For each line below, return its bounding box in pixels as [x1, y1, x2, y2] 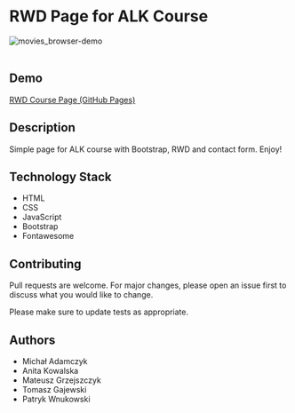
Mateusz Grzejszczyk [21, 375, 102, 385]
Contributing [9, 256, 82, 272]
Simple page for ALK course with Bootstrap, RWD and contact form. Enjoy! [9, 144, 283, 155]
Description [9, 120, 76, 135]
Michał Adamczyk [21, 356, 88, 366]
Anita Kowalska [21, 366, 79, 376]
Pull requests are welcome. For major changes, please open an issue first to [9, 280, 287, 290]
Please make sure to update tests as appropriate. [9, 306, 189, 317]
